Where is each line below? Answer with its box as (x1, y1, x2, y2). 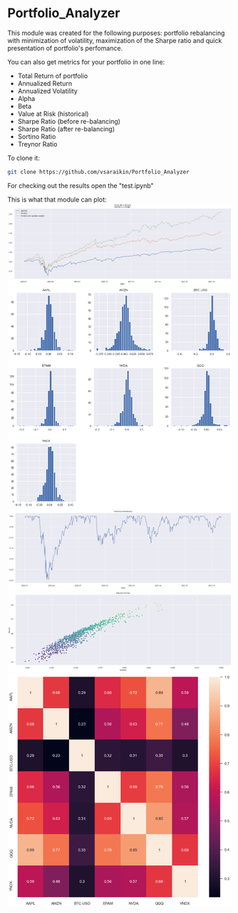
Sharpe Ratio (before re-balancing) (17, 116, 121, 126)
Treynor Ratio (17, 139, 58, 148)
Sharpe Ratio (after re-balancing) (17, 124, 115, 133)
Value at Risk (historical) (17, 109, 89, 118)
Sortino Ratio (17, 132, 56, 141)
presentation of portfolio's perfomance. (7, 44, 123, 52)
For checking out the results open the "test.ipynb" (7, 181, 155, 190)
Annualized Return (17, 79, 73, 87)
